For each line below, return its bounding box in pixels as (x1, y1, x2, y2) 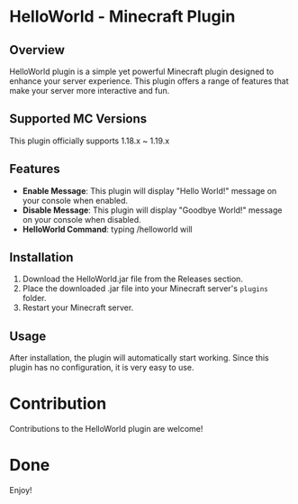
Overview (9, 42, 66, 58)
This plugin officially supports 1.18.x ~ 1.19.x (9, 135, 170, 146)
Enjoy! (9, 485, 33, 496)
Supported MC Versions (9, 111, 148, 127)
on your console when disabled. (22, 214, 141, 225)
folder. (22, 293, 47, 304)
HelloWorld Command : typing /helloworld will (22, 224, 193, 234)
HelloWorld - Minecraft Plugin (9, 6, 236, 27)
